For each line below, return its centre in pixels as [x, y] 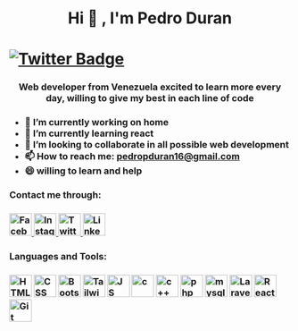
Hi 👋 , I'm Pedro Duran [150, 18]
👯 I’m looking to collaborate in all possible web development [157, 145]
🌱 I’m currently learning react [89, 133]
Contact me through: [55, 195]
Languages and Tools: [58, 256]
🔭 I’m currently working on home [97, 123]
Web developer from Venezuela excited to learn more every [150, 87]
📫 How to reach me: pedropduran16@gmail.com [132, 157]
